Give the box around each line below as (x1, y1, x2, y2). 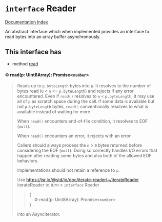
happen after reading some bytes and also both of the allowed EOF (17, 152, 152, 159)
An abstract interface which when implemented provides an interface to (5, 28, 150, 34)
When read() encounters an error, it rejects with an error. (17, 133, 132, 139)
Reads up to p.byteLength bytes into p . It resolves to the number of (17, 82, 151, 88)
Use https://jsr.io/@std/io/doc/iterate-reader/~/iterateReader (17, 177, 139, 182)
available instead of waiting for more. (17, 108, 92, 115)
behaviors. (17, 158, 39, 163)
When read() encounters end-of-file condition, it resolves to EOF (17, 118, 148, 124)
